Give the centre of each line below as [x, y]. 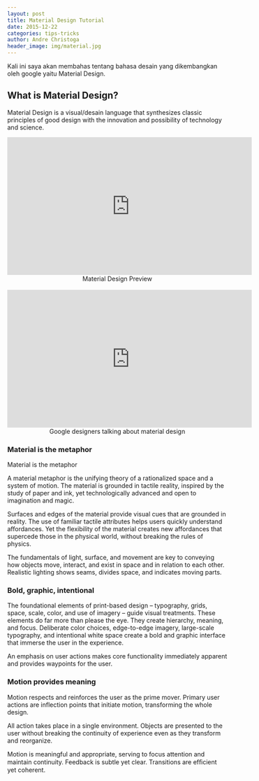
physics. [19, 544]
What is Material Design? [63, 96]
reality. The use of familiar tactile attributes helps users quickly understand [115, 521]
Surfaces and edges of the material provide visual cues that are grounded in [117, 514]
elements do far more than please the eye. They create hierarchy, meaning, [116, 621]
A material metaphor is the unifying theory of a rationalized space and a [110, 478]
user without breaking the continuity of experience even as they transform [114, 733]
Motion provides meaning [52, 682]
